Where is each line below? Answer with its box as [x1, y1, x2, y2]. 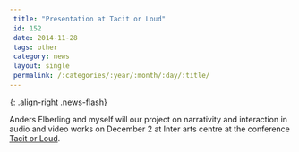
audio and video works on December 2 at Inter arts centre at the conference [9, 123, 291, 134]
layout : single [13, 62, 70, 71]
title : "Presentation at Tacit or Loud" [13, 14, 167, 23]
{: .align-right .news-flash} [10, 97, 107, 107]
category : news [13, 52, 70, 62]
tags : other [13, 43, 58, 52]
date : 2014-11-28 [13, 33, 78, 42]
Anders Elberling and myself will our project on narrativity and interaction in [9, 114, 288, 124]
